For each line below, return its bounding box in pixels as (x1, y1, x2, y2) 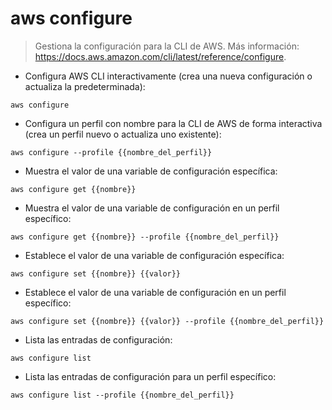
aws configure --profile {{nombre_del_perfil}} (10, 147, 213, 157)
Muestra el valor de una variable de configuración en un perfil (24, 202, 280, 214)
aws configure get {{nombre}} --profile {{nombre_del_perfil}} (10, 232, 280, 242)
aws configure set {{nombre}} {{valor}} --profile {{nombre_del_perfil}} (10, 316, 325, 326)
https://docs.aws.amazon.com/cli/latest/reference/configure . (34, 50, 287, 62)
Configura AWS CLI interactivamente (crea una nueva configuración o (24, 70, 313, 82)
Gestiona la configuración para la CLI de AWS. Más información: (34, 40, 300, 52)
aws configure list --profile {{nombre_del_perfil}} (10, 390, 235, 400)
